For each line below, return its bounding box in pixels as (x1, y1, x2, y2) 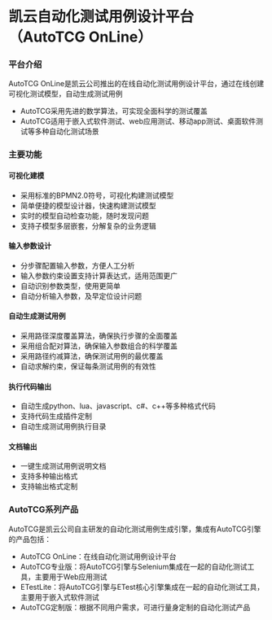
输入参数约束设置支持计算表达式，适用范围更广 (20, 270, 178, 281)
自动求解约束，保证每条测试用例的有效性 (20, 361, 156, 371)
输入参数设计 (8, 241, 51, 251)
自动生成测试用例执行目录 (20, 421, 107, 431)
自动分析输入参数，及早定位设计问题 (20, 290, 143, 301)
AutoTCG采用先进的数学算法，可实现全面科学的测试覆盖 (20, 107, 208, 116)
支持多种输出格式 (20, 471, 78, 481)
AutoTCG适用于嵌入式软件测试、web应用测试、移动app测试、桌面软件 (20, 116, 257, 126)
